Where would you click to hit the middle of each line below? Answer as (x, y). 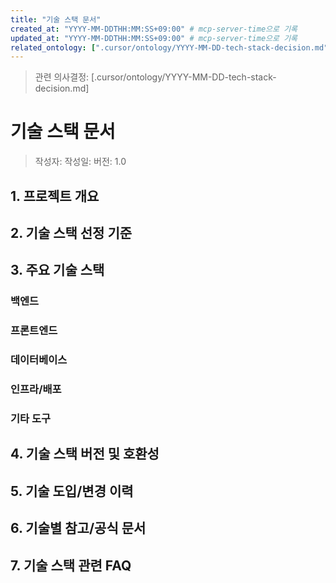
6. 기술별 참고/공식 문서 (78, 528)
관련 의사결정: (62, 77)
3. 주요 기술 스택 (57, 270)
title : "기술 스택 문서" (56, 19)
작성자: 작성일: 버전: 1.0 (80, 162)
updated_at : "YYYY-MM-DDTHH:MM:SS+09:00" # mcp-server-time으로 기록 (154, 38)
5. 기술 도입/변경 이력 (72, 491)
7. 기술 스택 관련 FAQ (71, 565)
